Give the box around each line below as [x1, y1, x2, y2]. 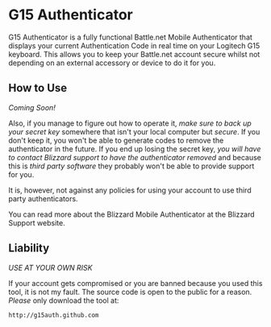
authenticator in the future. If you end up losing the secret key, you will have [8, 143, 261, 154]
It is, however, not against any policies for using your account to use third [8, 185, 252, 195]
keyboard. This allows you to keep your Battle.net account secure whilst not [8, 49, 261, 59]
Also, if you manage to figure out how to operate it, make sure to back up [8, 118, 252, 128]
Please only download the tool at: [8, 296, 119, 305]
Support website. [8, 217, 66, 227]
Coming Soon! [8, 102, 56, 112]
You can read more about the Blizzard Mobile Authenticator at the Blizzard [8, 209, 256, 219]
